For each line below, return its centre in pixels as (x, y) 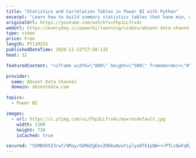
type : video (20, 33)
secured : (17, 146)
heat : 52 (17, 55)
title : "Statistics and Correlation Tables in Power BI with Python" (92, 11)
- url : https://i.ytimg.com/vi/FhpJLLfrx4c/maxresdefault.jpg (88, 119)
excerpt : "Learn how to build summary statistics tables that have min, (96, 17)
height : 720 (31, 130)
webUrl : (15, 28)
